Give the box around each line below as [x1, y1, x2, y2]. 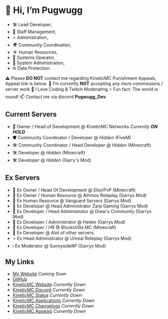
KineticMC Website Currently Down [12, 281, 86, 288]
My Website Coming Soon [12, 271, 67, 277]
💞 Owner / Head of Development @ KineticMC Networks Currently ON [12, 123, 158, 130]
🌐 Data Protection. [12, 65, 51, 71]
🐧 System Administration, [12, 60, 65, 66]
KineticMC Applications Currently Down [12, 297, 95, 303]
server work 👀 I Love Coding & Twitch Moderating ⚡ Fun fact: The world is [5, 86, 158, 92]
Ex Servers [5, 173, 40, 182]
